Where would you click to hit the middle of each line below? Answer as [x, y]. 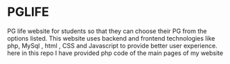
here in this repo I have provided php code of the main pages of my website [115, 53]
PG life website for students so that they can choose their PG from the [107, 31]
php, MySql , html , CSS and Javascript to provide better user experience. [112, 45]
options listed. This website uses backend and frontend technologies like [111, 38]
